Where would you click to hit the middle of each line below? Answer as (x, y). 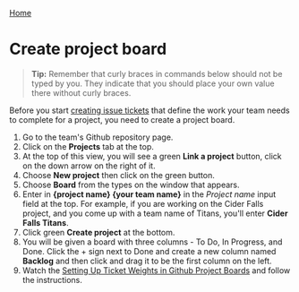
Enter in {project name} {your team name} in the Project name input (149, 194)
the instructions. (52, 279)
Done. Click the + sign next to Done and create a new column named (149, 251)
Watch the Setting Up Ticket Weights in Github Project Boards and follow (156, 270)
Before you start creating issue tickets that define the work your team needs (149, 110)
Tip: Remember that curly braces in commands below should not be (157, 73)
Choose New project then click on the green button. (118, 175)
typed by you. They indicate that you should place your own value (153, 83)
